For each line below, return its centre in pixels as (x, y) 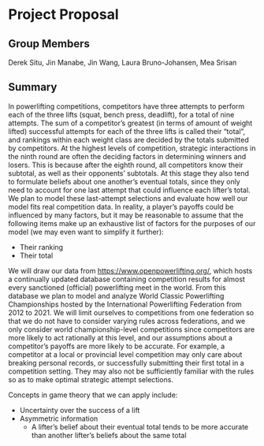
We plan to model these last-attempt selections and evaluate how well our (128, 198)
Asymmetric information (59, 418)
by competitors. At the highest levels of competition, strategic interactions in (132, 148)
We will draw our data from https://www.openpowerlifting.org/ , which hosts (130, 270)
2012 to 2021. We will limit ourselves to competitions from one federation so (131, 312)
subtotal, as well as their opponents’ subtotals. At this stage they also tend (129, 173)
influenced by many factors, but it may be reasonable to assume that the (126, 215)
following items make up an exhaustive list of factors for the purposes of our (132, 223)
